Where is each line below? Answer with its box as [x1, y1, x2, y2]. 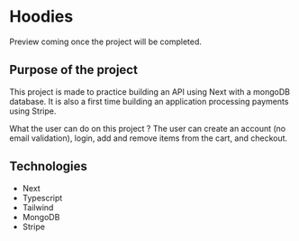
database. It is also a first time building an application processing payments [9, 96, 289, 107]
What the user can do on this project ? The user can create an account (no [9, 123, 286, 134]
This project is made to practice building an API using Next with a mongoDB [9, 86, 291, 97]
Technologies [9, 159, 88, 174]
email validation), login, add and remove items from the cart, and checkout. [9, 133, 288, 144]
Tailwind [22, 201, 54, 213]
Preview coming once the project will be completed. [9, 36, 203, 47]
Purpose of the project [9, 62, 138, 78]
